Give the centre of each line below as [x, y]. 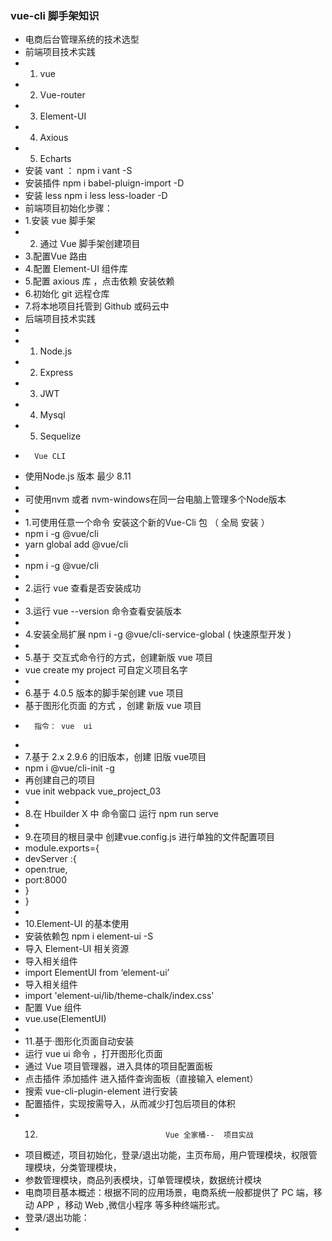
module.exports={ [62, 848]
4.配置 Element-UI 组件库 [76, 269]
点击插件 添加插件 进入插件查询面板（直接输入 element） [141, 1079]
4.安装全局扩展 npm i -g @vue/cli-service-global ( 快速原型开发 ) [158, 634]
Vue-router [62, 95]
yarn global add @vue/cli [76, 544]
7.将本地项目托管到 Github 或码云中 [97, 306]
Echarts [55, 159]
